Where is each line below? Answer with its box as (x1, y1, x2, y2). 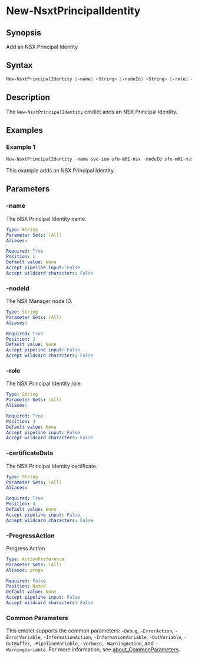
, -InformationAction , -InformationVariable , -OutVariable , (40, 634, 183, 641)
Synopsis (6, 28, 41, 38)
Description (6, 93, 50, 103)
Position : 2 (6, 336, 35, 342)
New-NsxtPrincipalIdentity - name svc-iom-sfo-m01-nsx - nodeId (6, 156, 162, 162)
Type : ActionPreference (6, 556, 65, 562)
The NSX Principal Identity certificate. (6, 462, 98, 469)
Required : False (6, 578, 46, 584)
